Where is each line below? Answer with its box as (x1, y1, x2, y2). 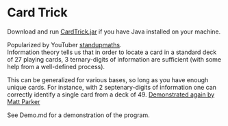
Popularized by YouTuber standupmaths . (7, 40, 122, 49)
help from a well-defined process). (7, 62, 105, 71)
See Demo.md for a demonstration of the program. (7, 111, 150, 119)
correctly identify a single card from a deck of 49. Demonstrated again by (7, 90, 215, 99)
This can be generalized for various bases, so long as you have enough (7, 75, 209, 84)
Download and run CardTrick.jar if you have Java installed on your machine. (7, 27, 221, 36)
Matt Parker (7, 97, 40, 105)
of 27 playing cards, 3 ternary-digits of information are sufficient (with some (7, 55, 222, 63)
